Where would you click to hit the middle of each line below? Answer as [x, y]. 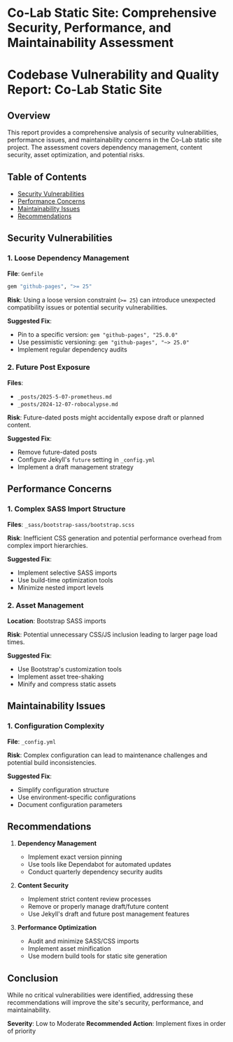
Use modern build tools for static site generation [98, 956]
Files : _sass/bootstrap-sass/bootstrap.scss [71, 524]
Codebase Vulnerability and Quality [113, 75]
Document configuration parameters [70, 804]
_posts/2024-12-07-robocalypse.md [68, 404]
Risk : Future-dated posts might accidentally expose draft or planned [106, 417]
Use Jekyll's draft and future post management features [109, 914]
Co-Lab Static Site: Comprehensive [112, 13]
